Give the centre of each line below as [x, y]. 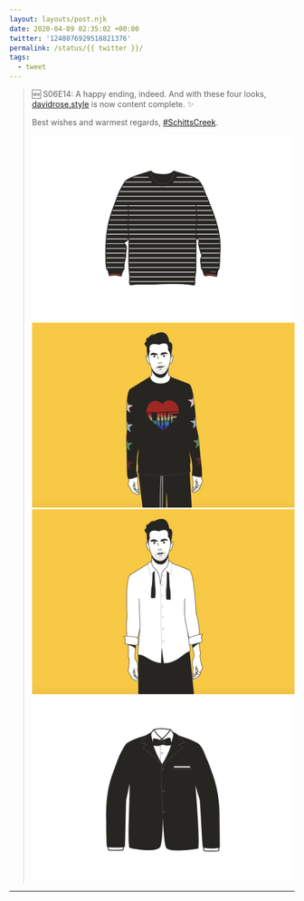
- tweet [32, 67]
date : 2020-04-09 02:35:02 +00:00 [75, 29]
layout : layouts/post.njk [58, 19]
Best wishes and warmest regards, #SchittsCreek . [125, 122]
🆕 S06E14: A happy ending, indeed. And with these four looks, [149, 94]
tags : [19, 58]
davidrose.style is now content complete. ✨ [113, 104]
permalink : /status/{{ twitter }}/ [76, 48]
